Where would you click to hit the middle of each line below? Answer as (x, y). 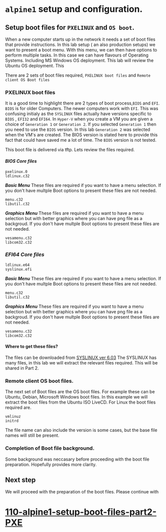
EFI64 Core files (25, 255)
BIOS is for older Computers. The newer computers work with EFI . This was (82, 109)
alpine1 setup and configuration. (74, 9)
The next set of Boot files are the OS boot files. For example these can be (80, 392)
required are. (18, 408)
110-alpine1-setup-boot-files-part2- (81, 512)
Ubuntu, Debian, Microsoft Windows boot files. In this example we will (76, 397)
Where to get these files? (32, 347)
